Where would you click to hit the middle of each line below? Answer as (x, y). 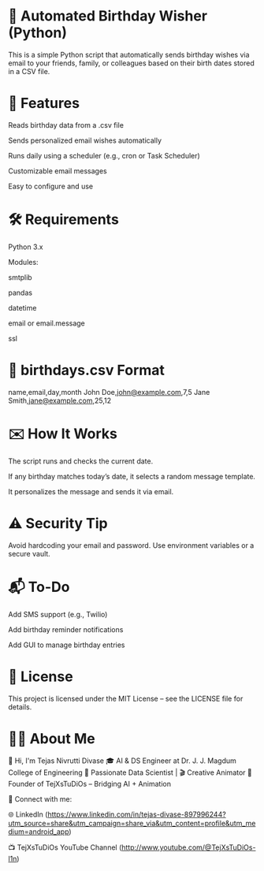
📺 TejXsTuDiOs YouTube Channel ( (65, 847)
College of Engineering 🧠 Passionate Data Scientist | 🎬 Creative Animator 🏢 (130, 772)
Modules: (23, 262)
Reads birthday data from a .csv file (66, 125)
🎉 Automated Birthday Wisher (108, 16)
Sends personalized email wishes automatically (85, 140)
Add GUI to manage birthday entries (67, 645)
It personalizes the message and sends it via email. (91, 491)
